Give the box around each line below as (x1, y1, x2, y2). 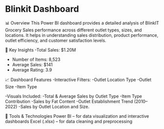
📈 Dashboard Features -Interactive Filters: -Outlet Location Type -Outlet (5, 77, 152, 82)
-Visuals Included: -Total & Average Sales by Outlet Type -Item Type (5, 93, 142, 99)
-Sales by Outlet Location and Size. (18, 103, 90, 109)
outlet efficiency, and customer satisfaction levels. (5, 37, 107, 43)
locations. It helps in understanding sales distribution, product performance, (5, 32, 159, 38)
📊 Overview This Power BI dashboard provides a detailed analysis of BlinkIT (5, 20, 159, 26)
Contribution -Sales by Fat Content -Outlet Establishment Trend (5, 98, 133, 104)
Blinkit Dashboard (5, 3, 79, 15)
